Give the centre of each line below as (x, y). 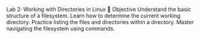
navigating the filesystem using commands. (61, 28)
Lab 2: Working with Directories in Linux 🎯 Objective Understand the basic (99, 9)
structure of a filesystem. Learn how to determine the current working (93, 16)
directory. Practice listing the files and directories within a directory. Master (100, 22)
